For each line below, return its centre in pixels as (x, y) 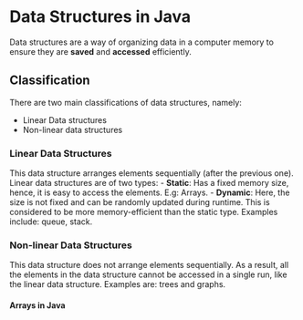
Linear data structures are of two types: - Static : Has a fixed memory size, (149, 183)
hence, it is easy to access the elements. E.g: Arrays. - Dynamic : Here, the (150, 192)
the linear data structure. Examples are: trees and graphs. (118, 284)
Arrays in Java (37, 305)
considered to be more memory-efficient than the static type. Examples (144, 212)
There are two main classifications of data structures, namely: (125, 102)
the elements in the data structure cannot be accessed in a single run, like (148, 274)
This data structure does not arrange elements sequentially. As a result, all (149, 265)
